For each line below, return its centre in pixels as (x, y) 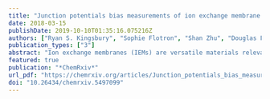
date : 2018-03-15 (37, 23)
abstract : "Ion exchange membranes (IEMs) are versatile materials (124, 53)
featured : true (34, 61)
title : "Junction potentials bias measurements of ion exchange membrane (135, 16)
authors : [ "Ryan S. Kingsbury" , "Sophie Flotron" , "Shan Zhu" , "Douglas (133, 38)
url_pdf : (23, 75)
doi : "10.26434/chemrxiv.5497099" (66, 82)
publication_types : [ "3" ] (51, 46)
